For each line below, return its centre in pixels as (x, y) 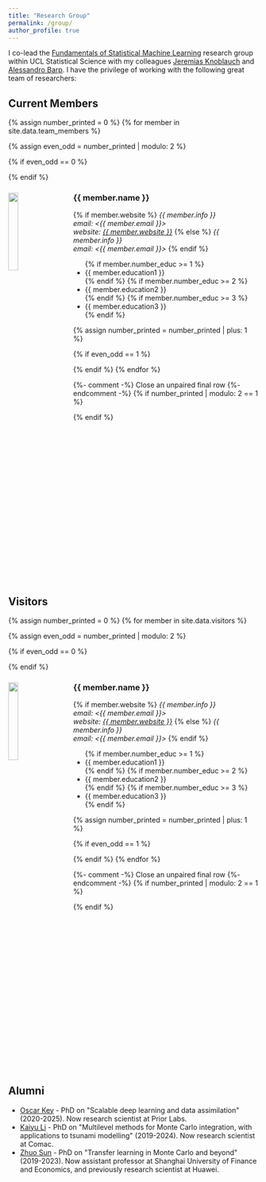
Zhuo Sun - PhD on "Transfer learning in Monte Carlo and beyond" (129, 1152)
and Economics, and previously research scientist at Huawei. (120, 1169)
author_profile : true (44, 30)
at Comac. (37, 1144)
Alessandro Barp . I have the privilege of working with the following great (126, 70)
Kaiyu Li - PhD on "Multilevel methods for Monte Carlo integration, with (136, 1127)
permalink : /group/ (40, 23)
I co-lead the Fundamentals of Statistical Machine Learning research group (131, 53)
